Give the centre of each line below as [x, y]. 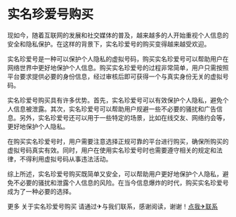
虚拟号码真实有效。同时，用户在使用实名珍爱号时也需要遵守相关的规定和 [112, 150]
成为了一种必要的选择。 [41, 191]
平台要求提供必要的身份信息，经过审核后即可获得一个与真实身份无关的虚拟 [115, 76]
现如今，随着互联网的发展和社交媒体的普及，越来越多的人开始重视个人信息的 [118, 35]
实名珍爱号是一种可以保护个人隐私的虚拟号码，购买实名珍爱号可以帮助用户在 [118, 59]
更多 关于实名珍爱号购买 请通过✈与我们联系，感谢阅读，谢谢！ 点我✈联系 [113, 206]
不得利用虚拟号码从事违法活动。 [66, 159]
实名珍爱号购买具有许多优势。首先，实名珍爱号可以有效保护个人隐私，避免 [115, 100]
